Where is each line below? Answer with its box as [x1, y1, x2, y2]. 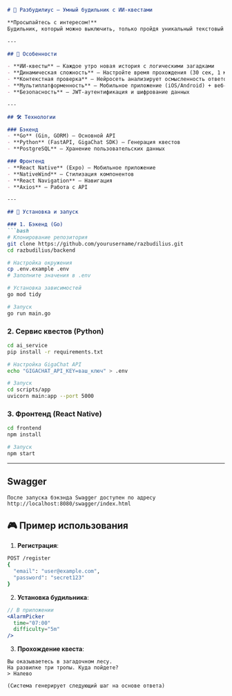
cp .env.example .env [7, 266, 70, 273]
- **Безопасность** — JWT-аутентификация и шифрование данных [7, 89, 190, 95]
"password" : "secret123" [13, 574, 85, 581]
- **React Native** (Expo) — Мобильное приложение [7, 164, 156, 171]
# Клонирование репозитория [7, 234, 88, 241]
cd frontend [7, 425, 41, 432]
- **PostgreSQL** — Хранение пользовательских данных [7, 145, 166, 152]
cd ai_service [7, 342, 48, 349]
